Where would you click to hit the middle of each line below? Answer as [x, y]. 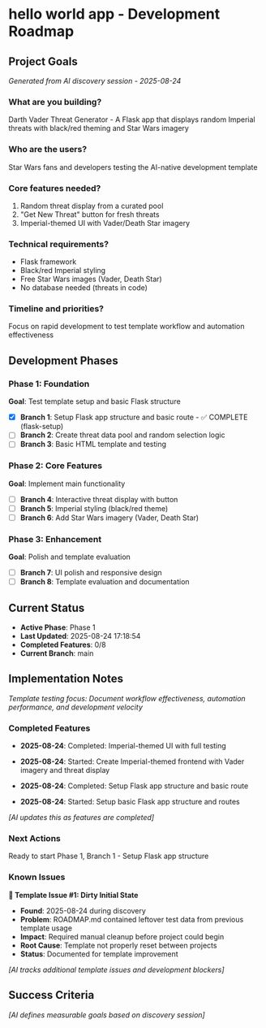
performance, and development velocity [76, 707]
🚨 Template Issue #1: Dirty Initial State [73, 895]
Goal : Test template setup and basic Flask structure [94, 401]
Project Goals [43, 61]
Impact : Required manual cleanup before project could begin [122, 936]
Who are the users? [48, 150]
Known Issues [37, 877]
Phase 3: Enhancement [55, 539]
